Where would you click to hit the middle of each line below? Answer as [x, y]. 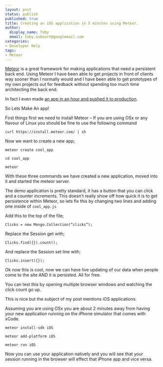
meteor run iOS [20, 345]
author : [13, 28]
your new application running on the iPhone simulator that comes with [75, 314]
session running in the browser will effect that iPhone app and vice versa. [79, 359]
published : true [21, 19]
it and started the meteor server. [37, 182]
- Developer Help [23, 46]
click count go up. [23, 290]
